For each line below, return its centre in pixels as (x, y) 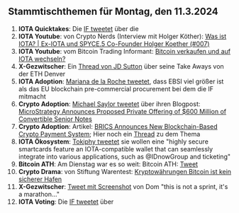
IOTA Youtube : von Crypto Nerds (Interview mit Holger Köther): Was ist (122, 36)
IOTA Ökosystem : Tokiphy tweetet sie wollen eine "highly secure (113, 142)
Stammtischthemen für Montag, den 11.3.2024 (113, 12)
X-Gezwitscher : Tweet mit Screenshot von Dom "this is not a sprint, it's (123, 186)
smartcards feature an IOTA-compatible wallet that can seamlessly (116, 149)
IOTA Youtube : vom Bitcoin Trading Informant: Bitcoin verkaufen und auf (124, 51)
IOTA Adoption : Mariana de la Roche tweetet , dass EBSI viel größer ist (121, 81)
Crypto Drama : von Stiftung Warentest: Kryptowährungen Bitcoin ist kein (125, 171)
